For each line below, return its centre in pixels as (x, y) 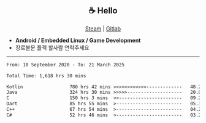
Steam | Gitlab (103, 28)
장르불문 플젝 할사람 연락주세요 (52, 47)
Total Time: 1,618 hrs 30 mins (46, 76)
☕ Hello (103, 11)
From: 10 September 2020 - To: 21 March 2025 (65, 65)
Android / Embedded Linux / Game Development (78, 40)
